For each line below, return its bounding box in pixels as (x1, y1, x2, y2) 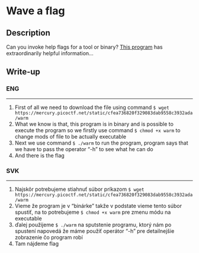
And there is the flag (14, 152, 65, 159)
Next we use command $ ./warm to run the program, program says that (14, 139, 188, 146)
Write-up (6, 67, 40, 77)
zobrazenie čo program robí (14, 233, 83, 241)
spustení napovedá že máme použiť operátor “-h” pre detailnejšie (14, 227, 175, 235)
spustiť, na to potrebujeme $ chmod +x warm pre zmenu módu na (14, 209, 171, 216)
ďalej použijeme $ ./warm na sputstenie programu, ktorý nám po (14, 221, 172, 228)
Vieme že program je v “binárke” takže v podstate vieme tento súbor (14, 202, 182, 209)
